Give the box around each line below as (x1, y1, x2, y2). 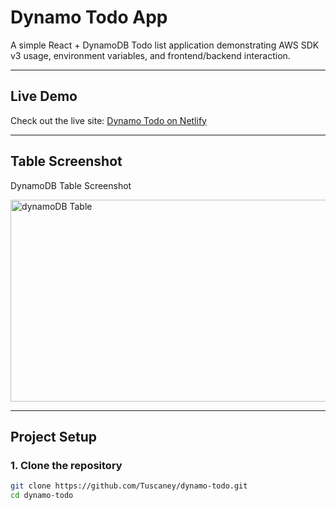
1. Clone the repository (10, 458, 123, 472)
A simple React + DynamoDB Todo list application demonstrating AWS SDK (10, 39, 320, 51)
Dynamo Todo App (10, 6, 168, 29)
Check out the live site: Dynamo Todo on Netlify (10, 114, 207, 126)
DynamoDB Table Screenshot (10, 179, 132, 191)
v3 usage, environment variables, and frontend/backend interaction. (10, 49, 291, 61)
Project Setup (10, 428, 98, 445)
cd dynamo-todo (10, 491, 74, 501)
